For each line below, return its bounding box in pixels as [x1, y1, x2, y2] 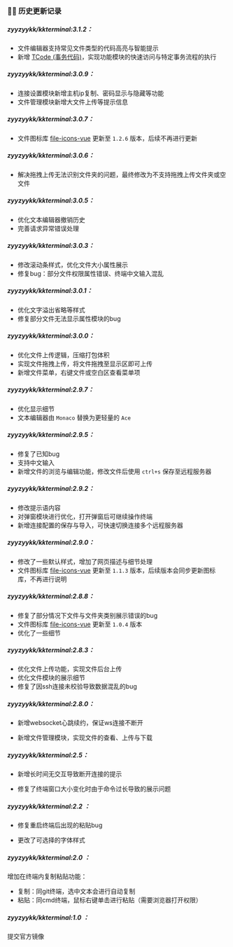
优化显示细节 [17, 404, 55, 413]
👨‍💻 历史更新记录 [7, 6, 62, 15]
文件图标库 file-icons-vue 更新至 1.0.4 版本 [17, 620, 143, 628]
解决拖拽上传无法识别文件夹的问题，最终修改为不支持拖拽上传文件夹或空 [17, 170, 226, 179]
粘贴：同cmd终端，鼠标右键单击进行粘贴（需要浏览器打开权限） [17, 896, 202, 904]
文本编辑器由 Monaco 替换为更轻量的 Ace [17, 413, 132, 422]
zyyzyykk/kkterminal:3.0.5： [7, 196, 94, 205]
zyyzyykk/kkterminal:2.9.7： [7, 385, 94, 394]
